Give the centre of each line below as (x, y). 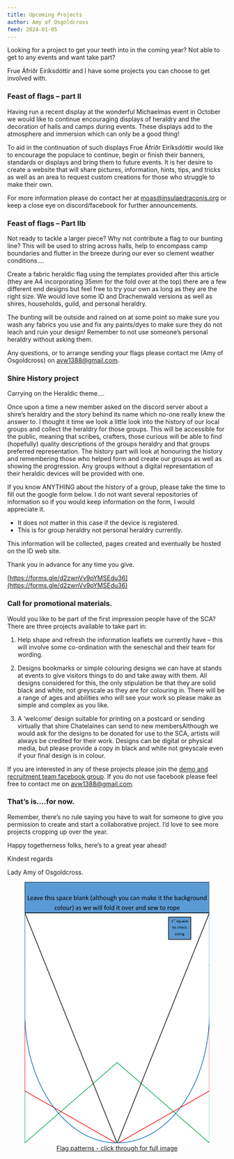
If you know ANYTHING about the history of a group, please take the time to (116, 487)
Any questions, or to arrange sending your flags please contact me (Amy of (116, 352)
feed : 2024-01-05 (32, 29)
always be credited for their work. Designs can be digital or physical (115, 740)
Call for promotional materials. (60, 604)
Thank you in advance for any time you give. (71, 565)
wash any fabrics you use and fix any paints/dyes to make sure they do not (115, 325)
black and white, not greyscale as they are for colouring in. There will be (121, 690)
